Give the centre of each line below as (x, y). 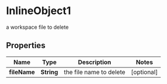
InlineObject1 (39, 11)
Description (95, 62)
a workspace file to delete (38, 27)
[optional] (144, 72)
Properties (26, 46)
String (50, 72)
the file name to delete (95, 72)
